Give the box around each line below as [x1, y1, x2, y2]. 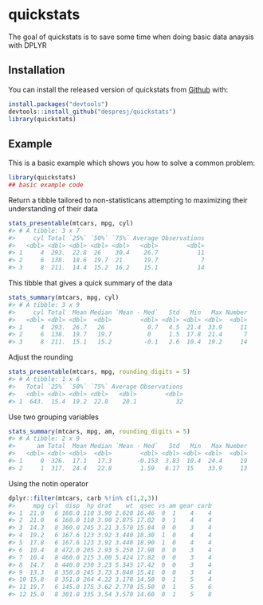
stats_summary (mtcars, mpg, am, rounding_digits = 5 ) [8, 427, 191, 435]
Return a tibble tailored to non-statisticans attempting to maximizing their [8, 195, 249, 205]
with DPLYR [8, 40, 47, 49]
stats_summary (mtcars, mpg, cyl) [8, 293, 120, 302]
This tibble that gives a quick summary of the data [8, 278, 173, 288]
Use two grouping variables [8, 412, 100, 422]
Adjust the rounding [8, 352, 73, 362]
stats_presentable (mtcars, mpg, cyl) [8, 219, 134, 227]
